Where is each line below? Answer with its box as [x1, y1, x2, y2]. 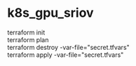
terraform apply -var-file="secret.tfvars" [7, 51, 124, 59]
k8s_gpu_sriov [7, 5, 94, 21]
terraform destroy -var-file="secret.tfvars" [7, 43, 130, 51]
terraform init [7, 28, 46, 37]
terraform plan [7, 35, 49, 44]
